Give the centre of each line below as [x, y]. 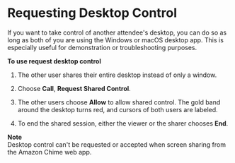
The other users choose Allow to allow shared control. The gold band [119, 102]
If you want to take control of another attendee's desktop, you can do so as [117, 32]
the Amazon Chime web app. [50, 152]
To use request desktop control [54, 61]
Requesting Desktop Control [92, 13]
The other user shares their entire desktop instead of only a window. [117, 75]
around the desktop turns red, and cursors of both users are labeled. [117, 109]
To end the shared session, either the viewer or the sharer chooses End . [123, 123]
